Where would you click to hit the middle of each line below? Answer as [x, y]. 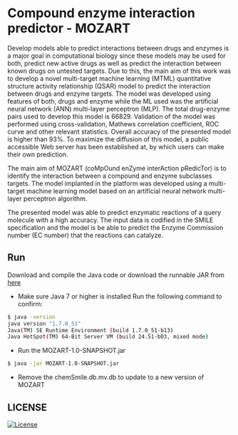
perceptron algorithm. [56, 199]
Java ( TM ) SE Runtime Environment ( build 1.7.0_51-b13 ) [90, 330]
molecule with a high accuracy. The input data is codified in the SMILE [110, 220]
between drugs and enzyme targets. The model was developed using [109, 94]
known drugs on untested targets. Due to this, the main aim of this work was [119, 71]
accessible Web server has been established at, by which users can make [116, 146]
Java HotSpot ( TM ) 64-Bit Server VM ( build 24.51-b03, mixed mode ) [108, 337]
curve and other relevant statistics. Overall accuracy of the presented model [119, 131]
